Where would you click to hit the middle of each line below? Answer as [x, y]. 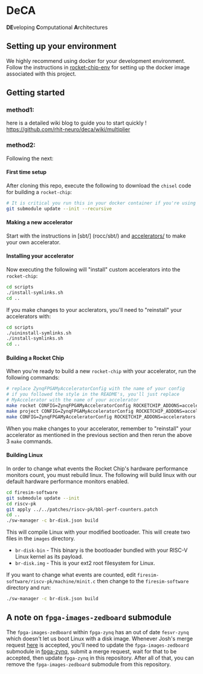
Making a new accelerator [40, 222]
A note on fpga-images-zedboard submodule [89, 617]
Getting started [36, 93]
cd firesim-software [32, 492]
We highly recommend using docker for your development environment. [96, 60]
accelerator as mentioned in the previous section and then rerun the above [99, 435]
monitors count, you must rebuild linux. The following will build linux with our [101, 475]
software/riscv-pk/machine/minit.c [51, 582]
